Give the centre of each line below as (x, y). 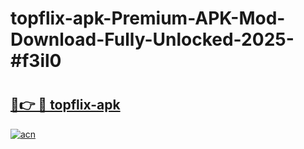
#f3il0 (36, 61)
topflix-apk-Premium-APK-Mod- (148, 18)
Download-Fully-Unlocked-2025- (152, 39)
